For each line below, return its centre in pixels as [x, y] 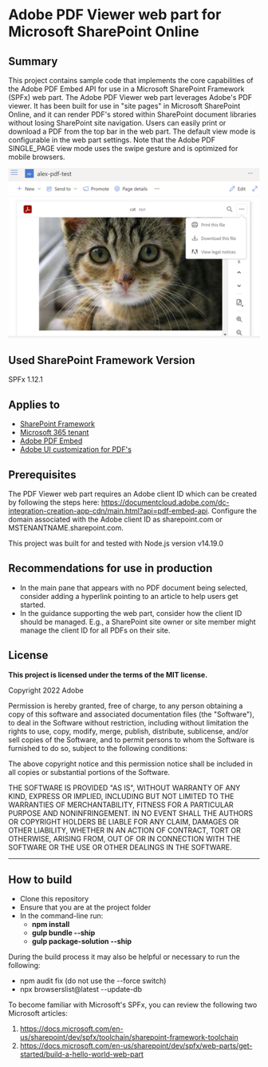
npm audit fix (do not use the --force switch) [93, 981]
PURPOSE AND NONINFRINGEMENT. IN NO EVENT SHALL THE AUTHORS [131, 813]
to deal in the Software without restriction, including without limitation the [128, 722]
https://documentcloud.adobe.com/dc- [165, 502]
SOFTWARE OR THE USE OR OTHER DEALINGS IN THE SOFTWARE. [120, 847]
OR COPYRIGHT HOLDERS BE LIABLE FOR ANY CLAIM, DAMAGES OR [124, 821]
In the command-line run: [61, 916]
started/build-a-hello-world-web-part [81, 1054]
